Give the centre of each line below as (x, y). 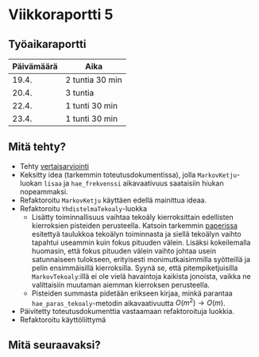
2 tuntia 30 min (94, 80)
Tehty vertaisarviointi (54, 166)
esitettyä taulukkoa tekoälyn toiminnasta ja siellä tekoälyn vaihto (136, 233)
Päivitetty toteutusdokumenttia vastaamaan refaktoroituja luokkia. (127, 312)
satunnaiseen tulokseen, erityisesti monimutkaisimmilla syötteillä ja (141, 259)
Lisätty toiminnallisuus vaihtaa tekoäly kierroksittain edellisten (133, 217)
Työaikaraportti (47, 44)
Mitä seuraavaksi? (54, 345)
